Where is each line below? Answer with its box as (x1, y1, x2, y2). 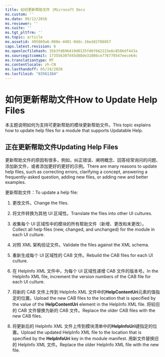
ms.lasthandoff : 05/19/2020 (5, 67, 63, 72)
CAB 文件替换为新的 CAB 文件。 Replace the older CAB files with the (18, 307, 156, 313)
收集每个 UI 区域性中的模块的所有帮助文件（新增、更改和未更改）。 (12, 220, 147, 227)
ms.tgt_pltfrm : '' (5, 30, 43, 35)
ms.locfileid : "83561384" (5, 71, 58, 76)
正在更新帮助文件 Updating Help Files (5, 143, 118, 151)
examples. (5, 179, 26, 185)
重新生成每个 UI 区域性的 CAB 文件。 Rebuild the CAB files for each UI (12, 252, 153, 258)
